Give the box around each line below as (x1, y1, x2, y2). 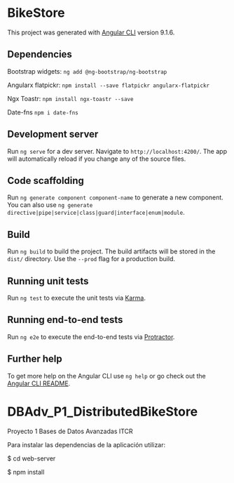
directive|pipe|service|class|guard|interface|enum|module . (7, 209, 185, 217)
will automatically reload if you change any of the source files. (7, 154, 186, 163)
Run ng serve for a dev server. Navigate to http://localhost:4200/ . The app (7, 147, 228, 155)
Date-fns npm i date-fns (7, 107, 79, 117)
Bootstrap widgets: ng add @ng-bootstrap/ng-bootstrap (7, 67, 167, 75)
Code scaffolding (7, 174, 84, 187)
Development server (7, 128, 99, 140)
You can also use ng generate (7, 201, 93, 209)
